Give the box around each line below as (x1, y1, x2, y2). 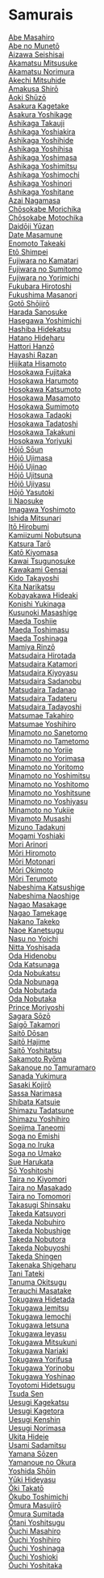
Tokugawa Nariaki (8, 1345, 69, 1355)
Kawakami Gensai (8, 564, 69, 574)
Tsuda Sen (8, 1388, 44, 1399)
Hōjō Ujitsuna (8, 470, 53, 480)
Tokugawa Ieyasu (8, 1328, 67, 1338)
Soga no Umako (8, 1148, 62, 1158)
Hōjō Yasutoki (8, 487, 55, 497)
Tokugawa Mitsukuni (8, 1337, 77, 1347)
